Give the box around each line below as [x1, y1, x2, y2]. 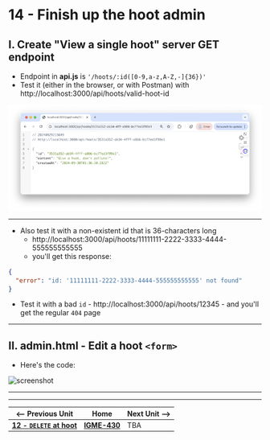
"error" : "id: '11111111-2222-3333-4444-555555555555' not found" [15, 276, 243, 285]
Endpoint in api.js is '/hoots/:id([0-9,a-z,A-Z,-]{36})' [19, 72, 207, 81]
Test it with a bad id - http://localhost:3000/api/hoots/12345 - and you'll [19, 299, 260, 309]
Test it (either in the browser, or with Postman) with [19, 80, 190, 89]
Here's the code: [19, 360, 76, 370]
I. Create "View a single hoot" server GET [8, 38, 219, 51]
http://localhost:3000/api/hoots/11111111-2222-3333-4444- [31, 234, 227, 244]
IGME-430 [84, 420, 121, 430]
